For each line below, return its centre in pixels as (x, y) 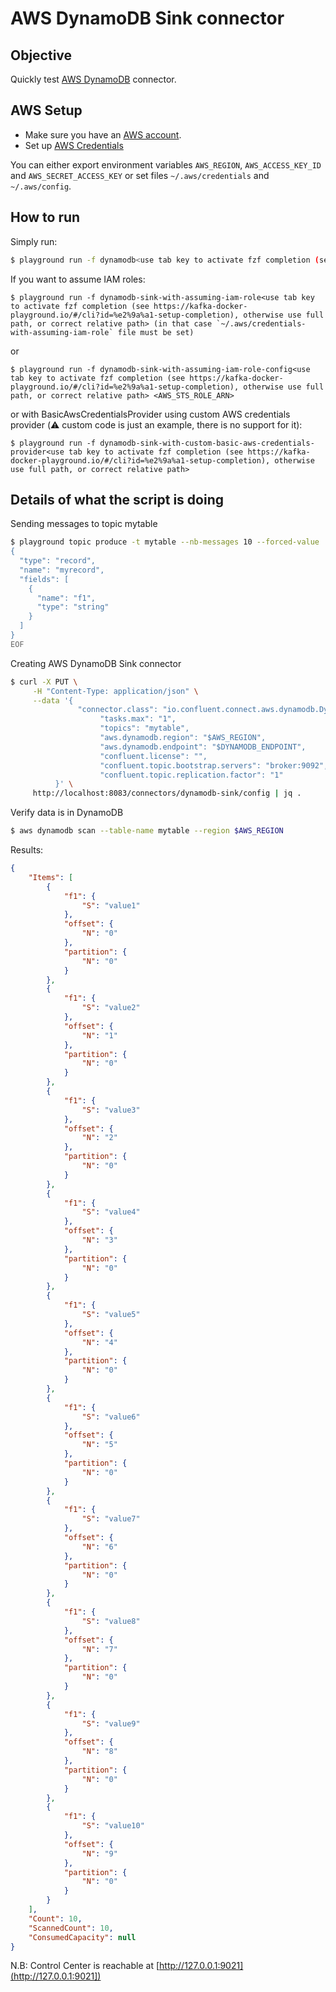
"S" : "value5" (111, 1315)
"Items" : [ (51, 877)
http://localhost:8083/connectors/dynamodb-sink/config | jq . (167, 793)
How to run (45, 217)
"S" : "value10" (113, 1826)
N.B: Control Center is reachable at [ (85, 1966)
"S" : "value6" (111, 1417)
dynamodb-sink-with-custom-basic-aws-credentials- (207, 443)
